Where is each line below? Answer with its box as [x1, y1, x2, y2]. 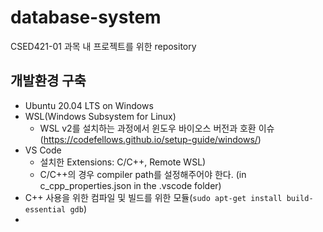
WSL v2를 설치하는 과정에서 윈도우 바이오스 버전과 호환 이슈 [39, 122, 275, 134]
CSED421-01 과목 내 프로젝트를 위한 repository [10, 40, 197, 52]
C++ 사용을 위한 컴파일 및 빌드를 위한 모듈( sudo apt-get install [24, 191, 283, 203]
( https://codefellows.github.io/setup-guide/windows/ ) [39, 133, 262, 145]
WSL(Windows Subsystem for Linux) [24, 110, 177, 122]
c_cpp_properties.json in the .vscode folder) [39, 179, 222, 191]
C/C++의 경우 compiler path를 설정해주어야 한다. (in [39, 168, 247, 180]
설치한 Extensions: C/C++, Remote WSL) [39, 156, 207, 168]
